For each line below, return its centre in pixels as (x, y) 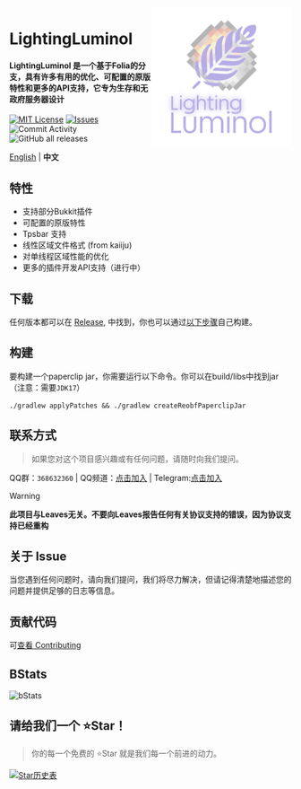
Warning (25, 495)
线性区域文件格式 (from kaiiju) (77, 245)
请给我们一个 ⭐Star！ (68, 726)
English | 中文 (34, 157)
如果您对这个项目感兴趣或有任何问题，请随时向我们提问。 (137, 459)
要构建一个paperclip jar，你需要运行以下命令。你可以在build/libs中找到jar (144, 376)
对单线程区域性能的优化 (65, 257)
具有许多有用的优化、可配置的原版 (87, 76)
